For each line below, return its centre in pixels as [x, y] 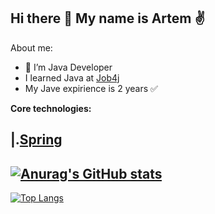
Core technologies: [51, 108]
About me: [31, 47]
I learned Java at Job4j [72, 77]
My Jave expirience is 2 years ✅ [91, 88]
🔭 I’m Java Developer [68, 67]
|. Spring [36, 140]
